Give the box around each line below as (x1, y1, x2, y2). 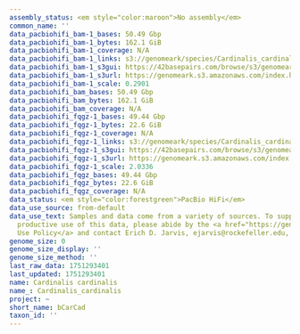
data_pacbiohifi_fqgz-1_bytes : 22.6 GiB (9, 121, 162, 130)
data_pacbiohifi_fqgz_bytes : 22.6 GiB (9, 179, 154, 188)
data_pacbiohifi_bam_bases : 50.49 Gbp (9, 87, 154, 96)
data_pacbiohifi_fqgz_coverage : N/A (9, 187, 146, 196)
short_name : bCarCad (9, 303, 87, 312)
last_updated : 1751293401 (9, 270, 105, 279)
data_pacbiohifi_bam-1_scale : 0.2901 (9, 79, 150, 88)
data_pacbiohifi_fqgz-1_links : (9, 137, 126, 146)
